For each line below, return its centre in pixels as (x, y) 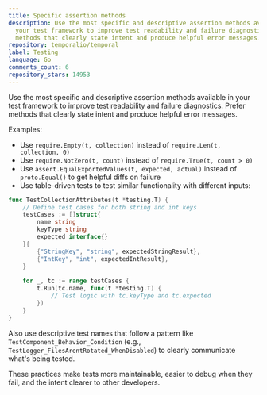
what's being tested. (42, 359)
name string (57, 222)
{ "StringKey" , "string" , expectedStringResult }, (119, 251)
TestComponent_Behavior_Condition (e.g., (75, 341)
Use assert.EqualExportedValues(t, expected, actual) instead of (128, 168)
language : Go (30, 60)
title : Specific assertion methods (67, 15)
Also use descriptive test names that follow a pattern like (101, 333)
